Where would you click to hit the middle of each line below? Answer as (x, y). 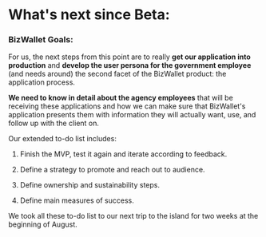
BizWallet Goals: (41, 40)
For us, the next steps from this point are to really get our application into (129, 57)
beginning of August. (43, 224)
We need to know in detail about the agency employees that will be (121, 98)
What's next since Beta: (89, 15)
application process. (42, 82)
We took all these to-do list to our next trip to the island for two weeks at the (133, 216)
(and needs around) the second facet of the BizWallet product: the (117, 74)
